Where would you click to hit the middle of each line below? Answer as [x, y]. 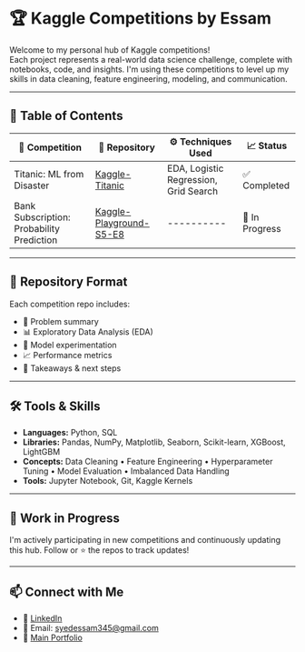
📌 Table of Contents [66, 116]
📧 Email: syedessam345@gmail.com [90, 628]
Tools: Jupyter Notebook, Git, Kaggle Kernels [108, 481]
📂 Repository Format [69, 282]
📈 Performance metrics [67, 355]
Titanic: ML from [49, 174]
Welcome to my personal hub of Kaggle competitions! [110, 50]
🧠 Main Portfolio [53, 637]
